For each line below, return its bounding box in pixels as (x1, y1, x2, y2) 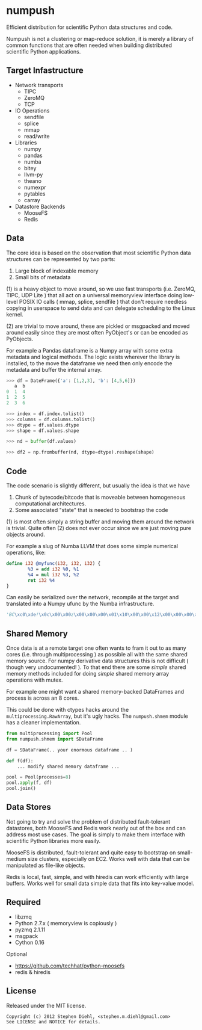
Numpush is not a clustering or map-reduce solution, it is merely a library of (6, 35, 194, 42)
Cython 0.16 (14, 939, 45, 946)
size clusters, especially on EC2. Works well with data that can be (27, 855, 191, 862)
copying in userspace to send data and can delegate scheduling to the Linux (6, 304, 196, 312)
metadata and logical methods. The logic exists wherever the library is (6, 353, 180, 360)
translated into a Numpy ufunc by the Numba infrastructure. (6, 600, 155, 608)
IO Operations (14, 106, 50, 114)
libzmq (14, 913, 32, 921)
